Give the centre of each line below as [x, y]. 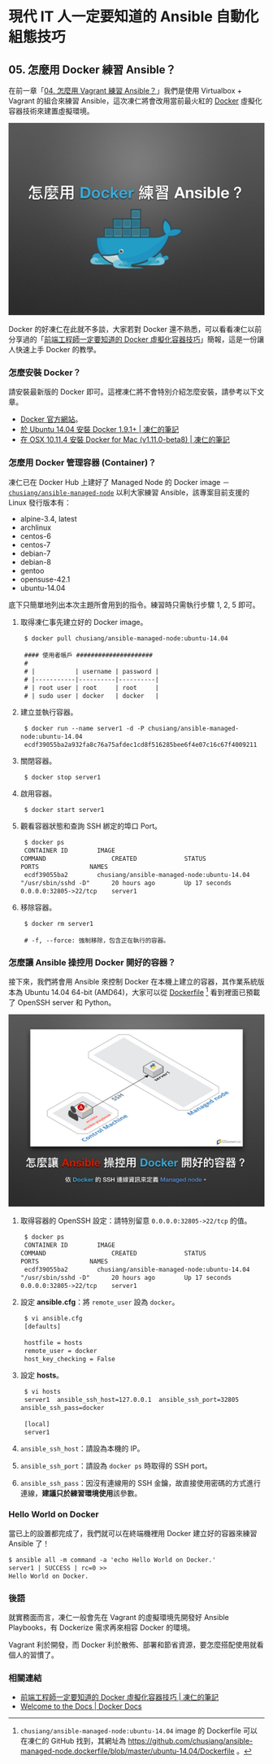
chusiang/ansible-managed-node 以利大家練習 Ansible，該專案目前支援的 [129, 492]
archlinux [35, 527]
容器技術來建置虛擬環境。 [51, 111]
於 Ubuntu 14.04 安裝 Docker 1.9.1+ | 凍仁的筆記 [100, 430]
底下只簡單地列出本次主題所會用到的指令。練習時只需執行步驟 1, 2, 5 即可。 [134, 605]
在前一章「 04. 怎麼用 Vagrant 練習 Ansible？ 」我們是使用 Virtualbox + [125, 91]
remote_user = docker [61, 1351]
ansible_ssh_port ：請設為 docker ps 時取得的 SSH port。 [116, 1465]
